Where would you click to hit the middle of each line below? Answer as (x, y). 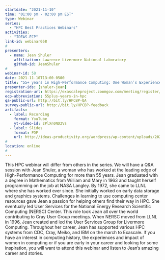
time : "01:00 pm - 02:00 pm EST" (39, 14)
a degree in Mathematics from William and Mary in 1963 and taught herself (81, 180)
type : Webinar (20, 19)
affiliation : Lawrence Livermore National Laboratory (70, 60)
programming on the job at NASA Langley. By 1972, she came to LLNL (76, 185)
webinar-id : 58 (21, 73)
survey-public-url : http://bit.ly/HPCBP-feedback (57, 105)
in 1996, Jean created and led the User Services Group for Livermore (75, 222)
